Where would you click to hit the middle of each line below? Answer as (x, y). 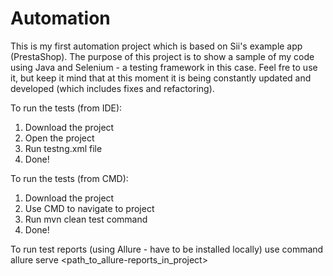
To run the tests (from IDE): (66, 108)
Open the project (59, 138)
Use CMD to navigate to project (89, 208)
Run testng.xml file (63, 148)
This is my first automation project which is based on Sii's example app (156, 46)
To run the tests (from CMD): (69, 178)
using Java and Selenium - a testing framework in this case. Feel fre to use (164, 67)
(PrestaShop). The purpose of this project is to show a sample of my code (162, 56)
